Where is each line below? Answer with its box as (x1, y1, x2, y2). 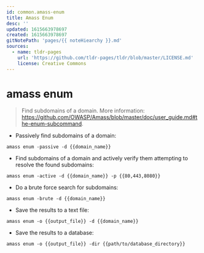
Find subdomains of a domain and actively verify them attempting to (15, 155, 189, 162)
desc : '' (6, 20, 29, 26)
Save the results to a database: (15, 229, 94, 236)
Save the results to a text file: (15, 206, 89, 214)
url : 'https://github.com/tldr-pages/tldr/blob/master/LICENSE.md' (17, 55, 194, 61)
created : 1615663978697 (6, 32, 68, 38)
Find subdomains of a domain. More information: (21, 107, 145, 114)
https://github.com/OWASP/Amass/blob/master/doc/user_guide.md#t (21, 114, 198, 121)
